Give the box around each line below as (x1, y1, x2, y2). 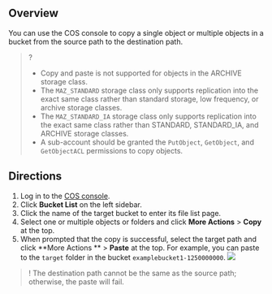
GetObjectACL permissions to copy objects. (40, 145, 183, 155)
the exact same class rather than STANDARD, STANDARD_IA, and (40, 119, 259, 129)
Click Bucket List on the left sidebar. (19, 199, 142, 210)
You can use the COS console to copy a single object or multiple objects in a (8, 28, 264, 37)
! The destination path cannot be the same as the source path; (28, 268, 237, 278)
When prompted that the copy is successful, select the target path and (19, 234, 257, 244)
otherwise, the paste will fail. (28, 276, 124, 287)
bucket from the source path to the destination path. (8, 37, 183, 46)
